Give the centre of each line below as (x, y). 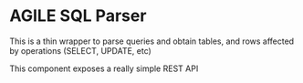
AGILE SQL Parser (78, 16)
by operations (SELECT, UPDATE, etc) (81, 50)
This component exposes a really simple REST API (104, 68)
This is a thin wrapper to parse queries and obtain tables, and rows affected (152, 41)
